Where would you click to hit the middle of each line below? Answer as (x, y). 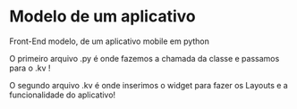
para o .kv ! (30, 68)
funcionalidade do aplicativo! (63, 95)
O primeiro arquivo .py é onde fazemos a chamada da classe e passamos (144, 58)
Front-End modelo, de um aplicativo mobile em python (110, 41)
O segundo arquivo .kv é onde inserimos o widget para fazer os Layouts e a (148, 85)
